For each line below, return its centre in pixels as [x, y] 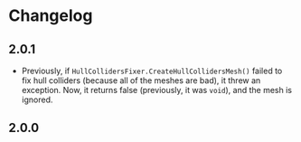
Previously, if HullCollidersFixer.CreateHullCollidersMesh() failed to [152, 71]
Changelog [51, 16]
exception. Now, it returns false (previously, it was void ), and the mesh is [157, 90]
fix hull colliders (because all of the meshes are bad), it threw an [141, 80]
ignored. [37, 99]
